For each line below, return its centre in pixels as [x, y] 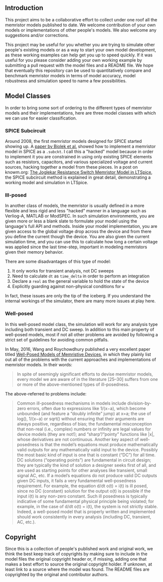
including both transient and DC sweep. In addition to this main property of [80, 329]
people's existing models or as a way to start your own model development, [81, 50]
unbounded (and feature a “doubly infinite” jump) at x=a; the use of [84, 413]
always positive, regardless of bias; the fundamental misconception [84, 424]
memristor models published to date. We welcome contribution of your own [81, 25]
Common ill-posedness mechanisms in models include [72, 403]
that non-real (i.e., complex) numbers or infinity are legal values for [84, 429]
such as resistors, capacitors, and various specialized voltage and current [79, 162]
